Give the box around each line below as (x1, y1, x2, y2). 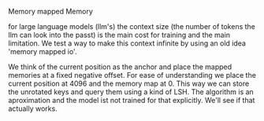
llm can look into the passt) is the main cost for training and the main (8, 31, 231, 39)
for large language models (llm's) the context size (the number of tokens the (8, 22, 256, 31)
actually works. (8, 104, 58, 113)
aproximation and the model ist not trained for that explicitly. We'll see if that (8, 96, 255, 104)
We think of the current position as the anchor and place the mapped (8, 62, 232, 71)
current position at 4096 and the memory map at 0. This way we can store (8, 79, 250, 88)
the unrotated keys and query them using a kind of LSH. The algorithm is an (8, 87, 254, 97)
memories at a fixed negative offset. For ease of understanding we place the (8, 71, 256, 79)
